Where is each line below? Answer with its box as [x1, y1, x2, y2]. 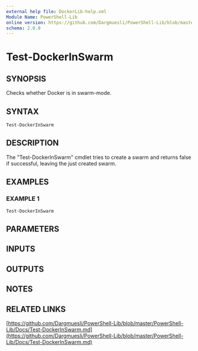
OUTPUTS [6, 264, 44, 274]
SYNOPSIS [6, 74, 47, 84]
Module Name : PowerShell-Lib [6, 14, 78, 20]
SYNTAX [6, 107, 39, 117]
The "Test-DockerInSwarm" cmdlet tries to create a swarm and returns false [6, 154, 192, 161]
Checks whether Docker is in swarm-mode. [6, 90, 112, 97]
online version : [6, 19, 46, 25]
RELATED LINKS [6, 304, 66, 314]
